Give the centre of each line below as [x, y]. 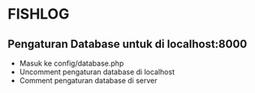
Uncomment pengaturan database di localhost [97, 72]
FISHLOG [39, 14]
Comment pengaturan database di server [88, 80]
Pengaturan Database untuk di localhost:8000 [127, 44]
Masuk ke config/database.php [71, 63]
